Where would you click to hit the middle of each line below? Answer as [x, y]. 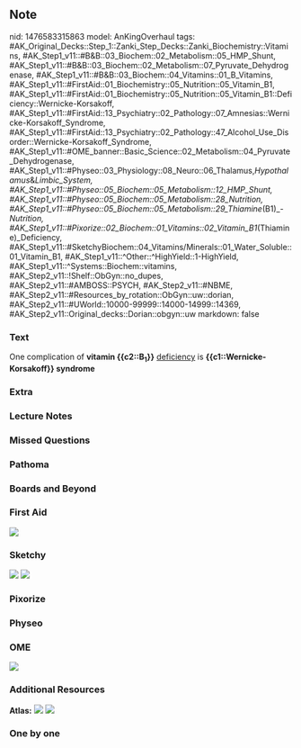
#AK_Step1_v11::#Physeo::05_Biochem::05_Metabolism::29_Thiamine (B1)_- [147, 208]
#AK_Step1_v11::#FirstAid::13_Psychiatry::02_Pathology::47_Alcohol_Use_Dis [149, 132]
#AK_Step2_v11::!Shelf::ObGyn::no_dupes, [86, 275]
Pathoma [29, 464]
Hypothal [272, 170]
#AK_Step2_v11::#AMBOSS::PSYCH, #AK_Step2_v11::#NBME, [121, 285]
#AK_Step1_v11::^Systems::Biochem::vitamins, [93, 266]
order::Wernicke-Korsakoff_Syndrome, [80, 141]
